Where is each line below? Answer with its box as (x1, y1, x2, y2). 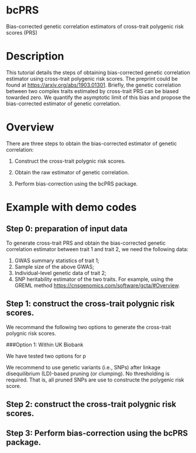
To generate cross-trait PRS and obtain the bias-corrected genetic (6, 239, 166, 246)
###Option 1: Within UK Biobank (6, 341, 84, 348)
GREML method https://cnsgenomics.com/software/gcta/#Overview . (14, 282, 180, 289)
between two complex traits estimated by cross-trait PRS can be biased (6, 87, 179, 94)
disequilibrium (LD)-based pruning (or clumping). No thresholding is (6, 370, 170, 377)
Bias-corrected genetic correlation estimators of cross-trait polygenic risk (6, 23, 184, 30)
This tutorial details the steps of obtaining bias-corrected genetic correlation (6, 68, 190, 76)
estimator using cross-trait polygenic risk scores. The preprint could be (6, 75, 178, 82)
